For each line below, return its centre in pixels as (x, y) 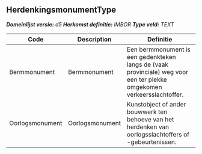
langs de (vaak (147, 64)
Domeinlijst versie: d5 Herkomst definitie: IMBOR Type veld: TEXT (90, 24)
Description (94, 39)
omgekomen (144, 87)
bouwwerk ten (147, 112)
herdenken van (148, 127)
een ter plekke (147, 79)
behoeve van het (150, 119)
